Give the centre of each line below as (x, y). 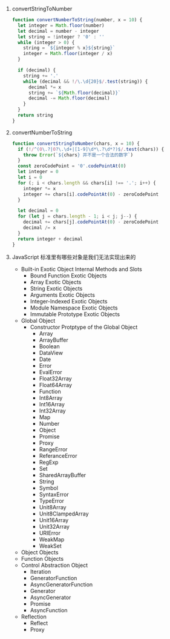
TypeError (52, 501)
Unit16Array (54, 520)
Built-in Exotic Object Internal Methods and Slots (81, 269)
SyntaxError (54, 494)
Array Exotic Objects (56, 282)
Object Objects (40, 552)
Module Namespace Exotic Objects (74, 308)
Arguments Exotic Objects (63, 295)
